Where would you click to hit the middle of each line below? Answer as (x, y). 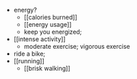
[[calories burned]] (50, 17)
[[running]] (29, 61)
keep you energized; (53, 32)
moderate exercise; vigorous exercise (77, 46)
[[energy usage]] (48, 24)
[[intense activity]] (40, 39)
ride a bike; (29, 54)
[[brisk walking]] (47, 68)
